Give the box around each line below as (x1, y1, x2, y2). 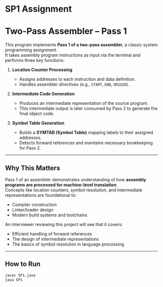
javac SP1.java (5, 273, 36, 278)
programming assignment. (5, 47, 58, 53)
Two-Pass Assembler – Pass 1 (5, 26, 127, 37)
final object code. (19, 111, 54, 116)
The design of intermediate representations (12, 236, 99, 242)
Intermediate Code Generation (12, 91, 75, 97)
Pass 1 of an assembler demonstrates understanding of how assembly (5, 176, 147, 182)
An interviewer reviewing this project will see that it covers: (5, 221, 123, 227)
